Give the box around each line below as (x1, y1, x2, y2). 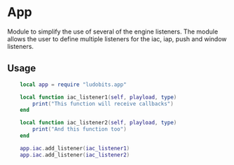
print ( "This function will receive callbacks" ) (32, 100, 174, 107)
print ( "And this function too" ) (32, 126, 128, 133)
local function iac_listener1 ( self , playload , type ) (20, 94, 177, 101)
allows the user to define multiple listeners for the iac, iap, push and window (7, 34, 227, 43)
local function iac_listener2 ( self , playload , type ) (20, 120, 177, 127)
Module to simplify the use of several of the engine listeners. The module (7, 27, 219, 36)
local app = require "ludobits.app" (20, 81, 128, 88)
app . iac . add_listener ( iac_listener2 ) (20, 151, 130, 158)
